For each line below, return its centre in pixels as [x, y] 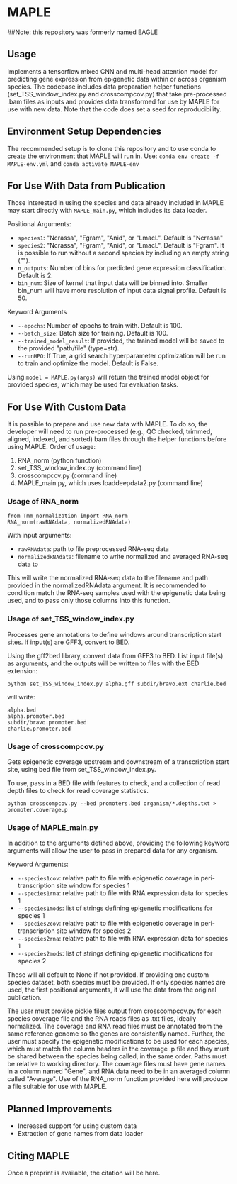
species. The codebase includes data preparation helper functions [104, 87]
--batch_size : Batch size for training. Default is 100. [93, 333]
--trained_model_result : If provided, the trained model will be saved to [121, 341]
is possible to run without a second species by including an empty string [123, 253]
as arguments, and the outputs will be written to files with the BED [103, 663]
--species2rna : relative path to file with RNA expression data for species [123, 939]
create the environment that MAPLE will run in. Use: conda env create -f [113, 156]
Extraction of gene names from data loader [80, 1134]
